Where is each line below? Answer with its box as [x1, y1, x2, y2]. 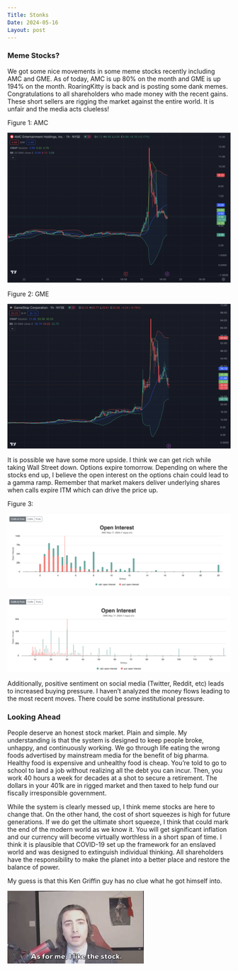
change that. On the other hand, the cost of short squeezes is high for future [7, 810, 231, 818]
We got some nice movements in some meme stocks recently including [7, 67, 215, 75]
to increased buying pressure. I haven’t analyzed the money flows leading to [7, 687, 230, 696]
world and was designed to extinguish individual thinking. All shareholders [7, 847, 224, 856]
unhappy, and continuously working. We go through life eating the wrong [7, 743, 220, 752]
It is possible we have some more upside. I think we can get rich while [7, 455, 211, 464]
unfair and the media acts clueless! [7, 104, 110, 113]
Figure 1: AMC [7, 118, 48, 127]
